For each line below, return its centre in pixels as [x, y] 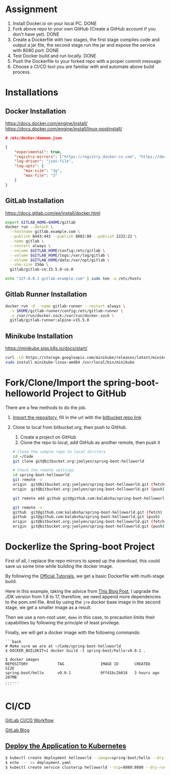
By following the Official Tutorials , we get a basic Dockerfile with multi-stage [85, 576]
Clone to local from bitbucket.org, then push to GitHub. [70, 427]
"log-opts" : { [29, 166]
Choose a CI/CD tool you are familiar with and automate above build [83, 66]
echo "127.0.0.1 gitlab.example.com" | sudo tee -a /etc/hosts [73, 279]
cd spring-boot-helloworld [41, 475]
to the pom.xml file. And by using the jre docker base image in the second [83, 602]
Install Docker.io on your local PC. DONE [55, 23]
